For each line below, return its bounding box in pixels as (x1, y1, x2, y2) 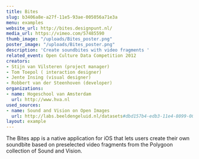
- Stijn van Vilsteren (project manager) (6, 63, 110, 70)
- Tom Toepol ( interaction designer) (6, 69, 102, 75)
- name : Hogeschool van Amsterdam (6, 91, 92, 97)
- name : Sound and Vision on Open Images (6, 108, 110, 113)
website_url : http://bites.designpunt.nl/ (6, 25, 113, 31)
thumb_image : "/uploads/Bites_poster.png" (6, 36, 113, 42)
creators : (6, 58, 31, 64)
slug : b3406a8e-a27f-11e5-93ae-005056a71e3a (6, 14, 118, 20)
